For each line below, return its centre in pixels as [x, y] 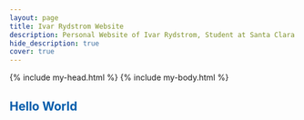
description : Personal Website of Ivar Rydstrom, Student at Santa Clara [152, 35]
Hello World [43, 106]
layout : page [34, 18]
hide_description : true [55, 43]
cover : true [32, 52]
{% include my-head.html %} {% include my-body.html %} [119, 77]
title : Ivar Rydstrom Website [67, 26]
